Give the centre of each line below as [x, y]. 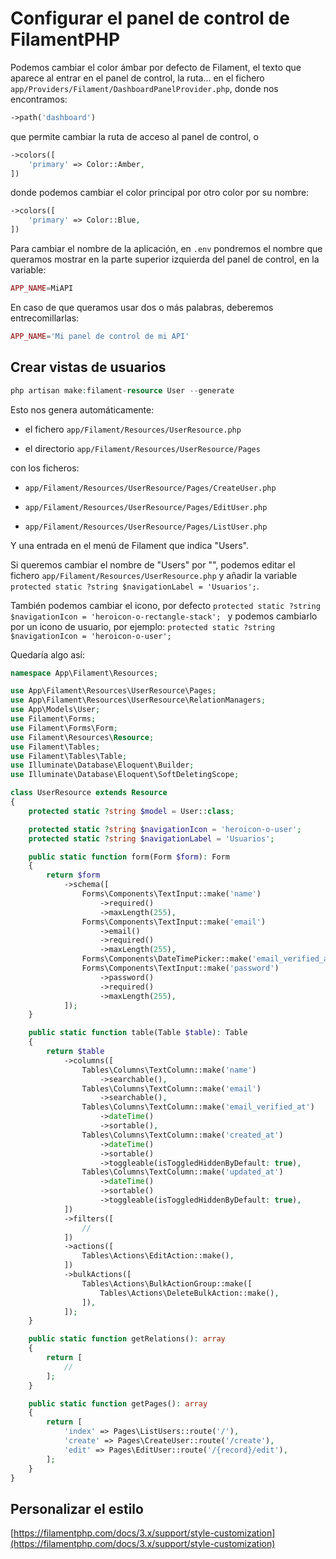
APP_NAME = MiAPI [42, 288]
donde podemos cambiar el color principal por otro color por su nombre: [160, 193]
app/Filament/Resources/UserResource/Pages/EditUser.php [146, 507]
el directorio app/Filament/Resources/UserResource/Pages [142, 448]
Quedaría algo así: [48, 654]
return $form [73, 875]
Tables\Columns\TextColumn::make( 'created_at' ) [182, 1135]
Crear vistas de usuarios [88, 367]
